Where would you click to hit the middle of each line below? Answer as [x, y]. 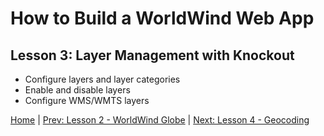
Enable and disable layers [77, 90]
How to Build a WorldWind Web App [162, 18]
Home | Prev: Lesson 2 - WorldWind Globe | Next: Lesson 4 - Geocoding [160, 120]
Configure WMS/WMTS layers [87, 100]
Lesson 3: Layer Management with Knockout [152, 55]
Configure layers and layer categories [102, 79]
